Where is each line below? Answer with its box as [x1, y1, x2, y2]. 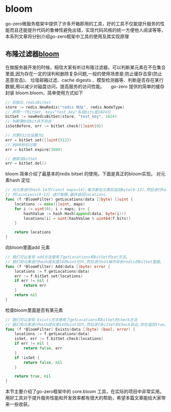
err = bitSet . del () [5, 161, 47, 166]
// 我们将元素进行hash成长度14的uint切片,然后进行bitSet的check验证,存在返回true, [5, 322, 167, 327]
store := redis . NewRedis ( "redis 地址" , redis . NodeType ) [5, 105, 125, 110]
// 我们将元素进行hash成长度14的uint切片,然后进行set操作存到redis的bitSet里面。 [5, 259, 164, 264]
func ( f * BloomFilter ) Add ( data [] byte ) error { [5, 264, 110, 269]
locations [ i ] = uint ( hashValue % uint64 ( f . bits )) [23, 216, 131, 221]
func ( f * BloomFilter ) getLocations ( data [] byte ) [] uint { [5, 197, 133, 202]
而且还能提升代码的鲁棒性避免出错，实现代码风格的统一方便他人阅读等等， [9, 27, 166, 33]
